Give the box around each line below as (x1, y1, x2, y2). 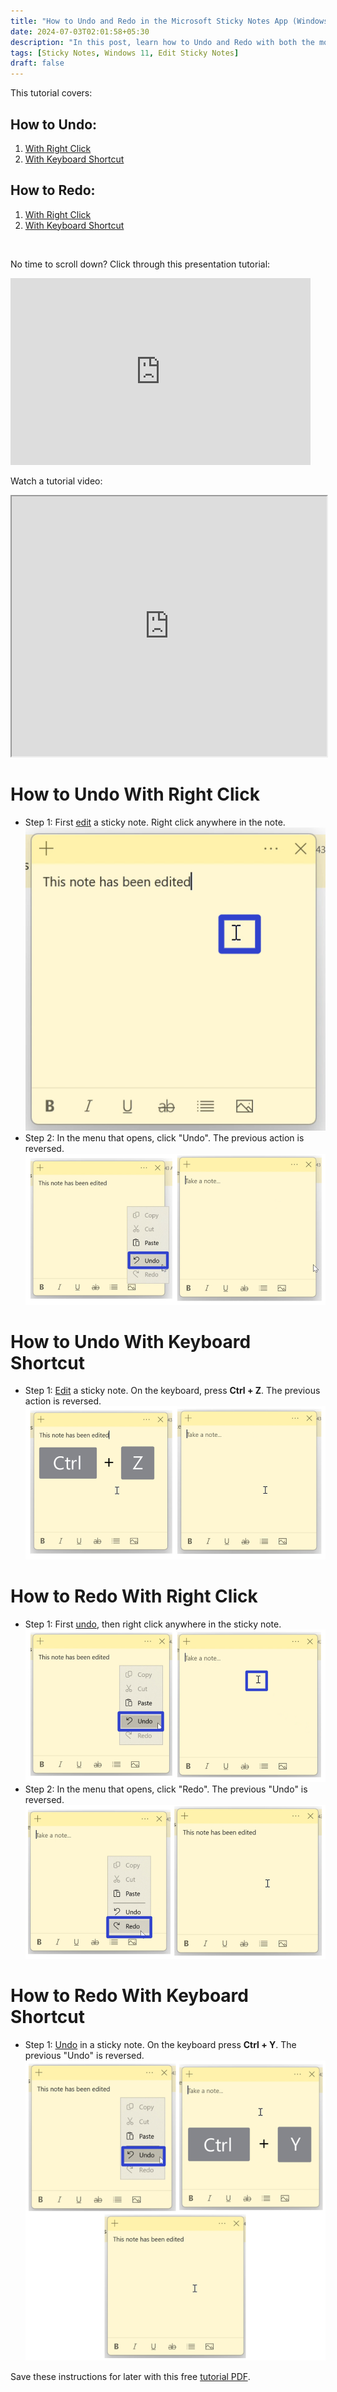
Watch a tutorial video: (10, 475, 103, 487)
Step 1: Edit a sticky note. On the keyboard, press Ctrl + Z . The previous (24, 1385, 321, 1397)
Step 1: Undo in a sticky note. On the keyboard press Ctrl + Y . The (24, 2039, 297, 2051)
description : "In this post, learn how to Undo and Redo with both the (10, 37, 315, 47)
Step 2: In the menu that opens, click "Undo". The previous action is (24, 1131, 305, 1144)
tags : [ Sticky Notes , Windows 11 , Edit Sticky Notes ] (10, 48, 240, 58)
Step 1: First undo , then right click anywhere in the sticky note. (24, 1618, 282, 1630)
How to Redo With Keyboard (10, 1985, 249, 2007)
